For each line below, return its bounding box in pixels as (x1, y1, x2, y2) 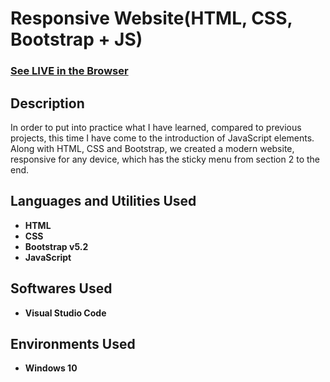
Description (10, 95, 85, 112)
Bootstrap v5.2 (24, 240, 89, 252)
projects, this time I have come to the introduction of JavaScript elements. (10, 132, 315, 144)
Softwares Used (10, 280, 113, 297)
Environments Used (10, 335, 136, 352)
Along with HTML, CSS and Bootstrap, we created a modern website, (10, 142, 295, 154)
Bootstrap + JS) (10, 28, 143, 51)
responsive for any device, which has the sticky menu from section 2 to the (10, 153, 320, 165)
